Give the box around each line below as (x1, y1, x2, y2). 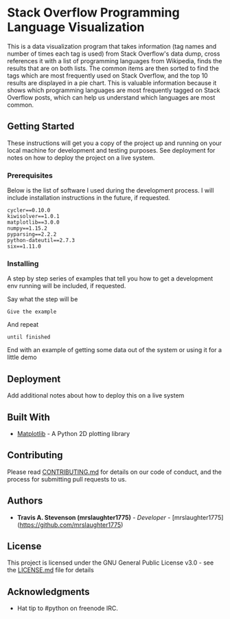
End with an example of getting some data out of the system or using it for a (7, 346, 222, 354)
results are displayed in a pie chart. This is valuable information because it (7, 78, 217, 87)
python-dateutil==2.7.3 (7, 237, 76, 244)
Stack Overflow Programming (7, 5, 180, 21)
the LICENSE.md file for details (7, 566, 94, 574)
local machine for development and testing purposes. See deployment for (7, 146, 216, 154)
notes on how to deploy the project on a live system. (7, 153, 155, 162)
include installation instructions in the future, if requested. (7, 194, 170, 202)
